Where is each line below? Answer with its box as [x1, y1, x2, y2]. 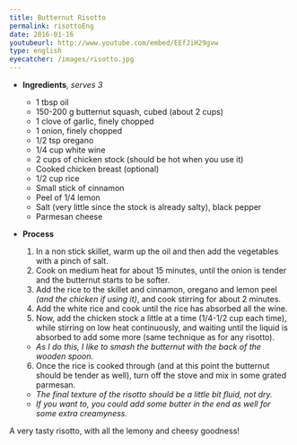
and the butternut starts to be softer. [35, 275, 170, 285]
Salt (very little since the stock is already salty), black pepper [35, 202, 262, 212]
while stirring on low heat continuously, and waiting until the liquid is [35, 322, 289, 333]
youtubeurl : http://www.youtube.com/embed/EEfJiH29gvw [9, 38, 219, 48]
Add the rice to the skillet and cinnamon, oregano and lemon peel [35, 284, 278, 294]
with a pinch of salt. [35, 256, 109, 266]
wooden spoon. [35, 351, 94, 362]
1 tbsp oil [35, 97, 69, 108]
